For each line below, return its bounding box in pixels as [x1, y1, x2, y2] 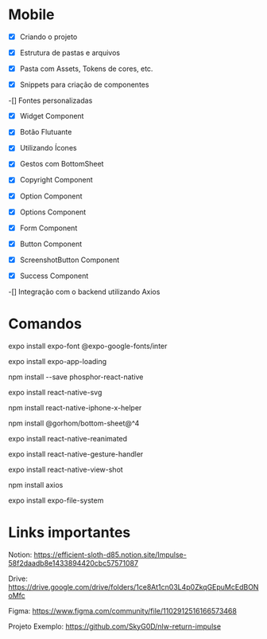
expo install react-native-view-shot [8, 465, 123, 474]
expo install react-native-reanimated [8, 433, 128, 443]
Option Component [19, 191, 83, 201]
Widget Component [19, 112, 84, 121]
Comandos [8, 315, 82, 333]
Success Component [19, 271, 89, 280]
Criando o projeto [19, 32, 78, 41]
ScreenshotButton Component [19, 255, 120, 265]
